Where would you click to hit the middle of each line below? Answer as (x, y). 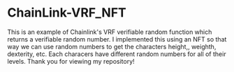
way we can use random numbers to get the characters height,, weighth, (112, 46)
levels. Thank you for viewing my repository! (71, 61)
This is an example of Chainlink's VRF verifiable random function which (110, 32)
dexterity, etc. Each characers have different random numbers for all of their (117, 54)
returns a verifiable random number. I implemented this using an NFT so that (117, 39)
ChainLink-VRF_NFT (67, 13)
